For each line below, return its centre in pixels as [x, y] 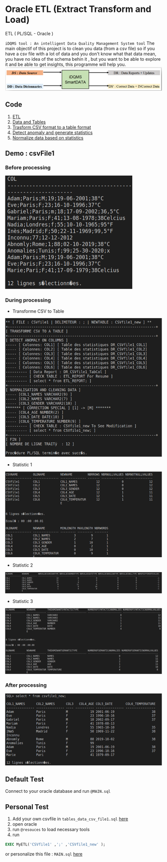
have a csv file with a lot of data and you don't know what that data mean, [81, 54]
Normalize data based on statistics [48, 137]
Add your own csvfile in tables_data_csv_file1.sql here [70, 819]
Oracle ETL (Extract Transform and [78, 9]
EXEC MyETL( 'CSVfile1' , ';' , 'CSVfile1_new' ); [55, 845]
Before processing [28, 167]
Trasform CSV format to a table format [52, 127]
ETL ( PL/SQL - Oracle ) [29, 33]
